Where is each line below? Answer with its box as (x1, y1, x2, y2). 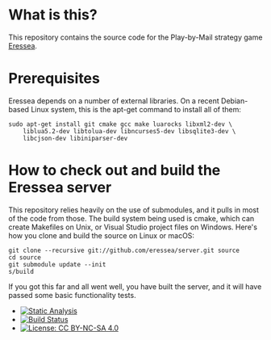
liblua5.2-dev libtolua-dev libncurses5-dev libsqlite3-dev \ (23, 127, 236, 135)
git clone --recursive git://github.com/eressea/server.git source (8, 246, 240, 254)
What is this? (8, 6, 98, 24)
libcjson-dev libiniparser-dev (23, 134, 128, 142)
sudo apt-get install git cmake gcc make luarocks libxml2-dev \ (8, 120, 232, 128)
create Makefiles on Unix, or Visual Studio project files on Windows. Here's (8, 222, 258, 232)
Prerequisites (8, 69, 101, 88)
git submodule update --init (8, 260, 106, 268)
